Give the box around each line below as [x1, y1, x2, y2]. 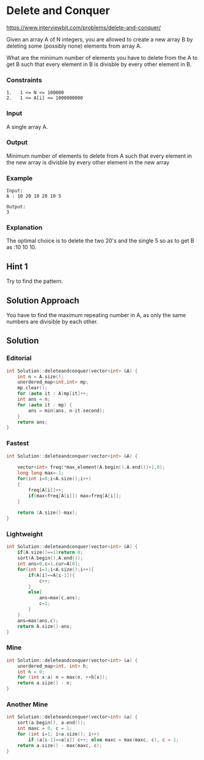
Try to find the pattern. [6, 277, 64, 285]
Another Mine [6, 700, 48, 709]
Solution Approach [6, 295, 79, 305]
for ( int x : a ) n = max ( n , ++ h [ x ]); [17, 674, 108, 681]
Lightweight [6, 530, 43, 538]
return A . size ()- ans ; [17, 623, 72, 629]
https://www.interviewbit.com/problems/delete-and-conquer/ [6, 24, 161, 31]
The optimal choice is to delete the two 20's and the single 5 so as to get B [6, 237, 194, 244]
